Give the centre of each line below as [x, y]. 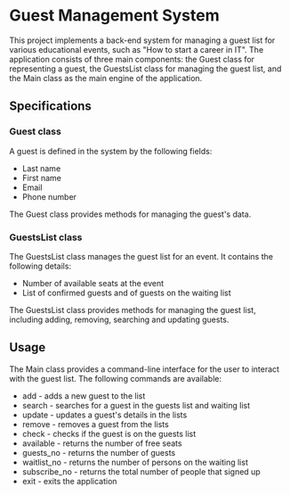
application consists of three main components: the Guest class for [132, 59]
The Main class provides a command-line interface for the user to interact [145, 369]
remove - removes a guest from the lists [95, 424]
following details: [40, 266]
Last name [41, 168]
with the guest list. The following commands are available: [116, 378]
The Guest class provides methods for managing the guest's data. [130, 214]
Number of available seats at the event [93, 283]
